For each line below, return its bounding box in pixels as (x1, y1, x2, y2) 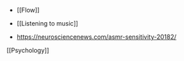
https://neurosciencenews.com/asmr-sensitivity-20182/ (16, 33, 177, 41)
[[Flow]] (16, 6, 40, 14)
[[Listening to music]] (16, 19, 78, 27)
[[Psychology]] (6, 46, 49, 54)
